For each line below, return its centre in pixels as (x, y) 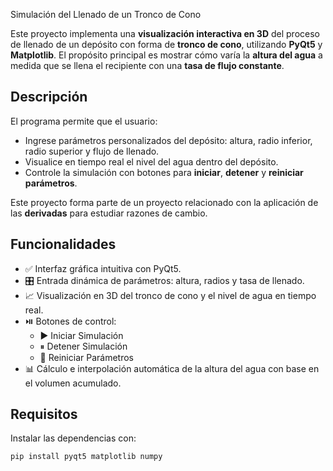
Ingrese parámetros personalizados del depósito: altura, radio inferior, (168, 140)
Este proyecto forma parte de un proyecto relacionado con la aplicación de (164, 202)
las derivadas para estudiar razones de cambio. (109, 213)
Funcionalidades (63, 244)
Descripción (49, 97)
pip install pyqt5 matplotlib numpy (86, 457)
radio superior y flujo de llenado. (92, 151)
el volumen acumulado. (73, 383)
